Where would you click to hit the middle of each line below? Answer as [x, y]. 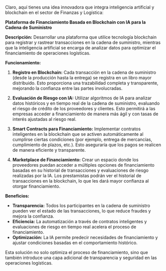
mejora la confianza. [33, 216]
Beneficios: [17, 196]
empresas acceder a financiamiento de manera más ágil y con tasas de [85, 114]
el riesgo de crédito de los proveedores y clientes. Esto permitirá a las [84, 109]
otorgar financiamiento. [36, 186]
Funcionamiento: [23, 63]
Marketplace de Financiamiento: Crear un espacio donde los [75, 160]
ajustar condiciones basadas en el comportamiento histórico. [75, 243]
